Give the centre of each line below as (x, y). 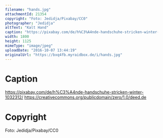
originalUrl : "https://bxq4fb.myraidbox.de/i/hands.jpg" (64, 55)
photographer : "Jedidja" (30, 23)
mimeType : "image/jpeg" (29, 46)
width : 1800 (17, 37)
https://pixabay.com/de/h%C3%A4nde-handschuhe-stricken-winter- (74, 92)
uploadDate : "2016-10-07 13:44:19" (41, 50)
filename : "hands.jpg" (28, 9)
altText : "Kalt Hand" (27, 28)
